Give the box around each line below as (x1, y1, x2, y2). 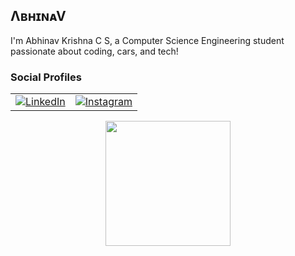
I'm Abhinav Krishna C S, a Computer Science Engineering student (10, 34, 285, 46)
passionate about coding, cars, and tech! (10, 45, 179, 57)
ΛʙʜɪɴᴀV (10, 8, 67, 25)
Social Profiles (10, 70, 82, 84)
